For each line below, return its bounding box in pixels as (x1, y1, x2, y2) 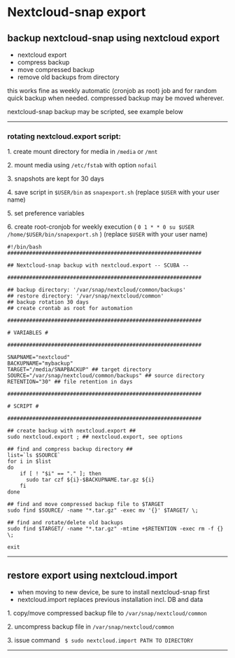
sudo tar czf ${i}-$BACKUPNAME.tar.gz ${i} (25, 477, 155, 484)
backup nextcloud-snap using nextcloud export (7, 32, 220, 44)
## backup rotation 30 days (7, 299, 90, 306)
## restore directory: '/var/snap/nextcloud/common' (7, 293, 164, 300)
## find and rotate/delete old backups (7, 519, 124, 526)
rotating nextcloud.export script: (7, 131, 121, 141)
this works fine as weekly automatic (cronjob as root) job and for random (7, 87, 217, 94)
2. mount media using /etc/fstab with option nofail (7, 161, 157, 169)
